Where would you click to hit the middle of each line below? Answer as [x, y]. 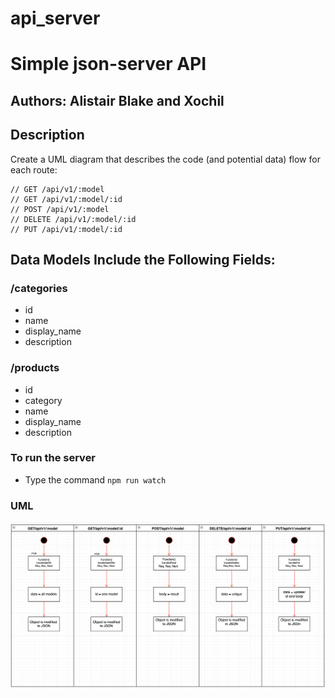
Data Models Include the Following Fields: [143, 259]
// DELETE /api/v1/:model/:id [73, 219]
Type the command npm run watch [95, 479]
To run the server [53, 458]
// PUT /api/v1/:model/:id [66, 229]
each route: [34, 169]
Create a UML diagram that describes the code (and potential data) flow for [165, 159]
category [43, 400]
